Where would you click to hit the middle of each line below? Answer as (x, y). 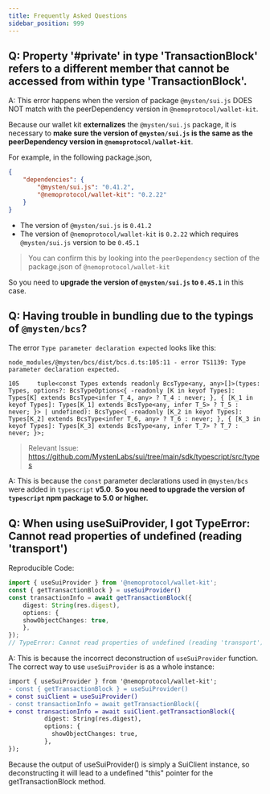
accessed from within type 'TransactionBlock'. (128, 81)
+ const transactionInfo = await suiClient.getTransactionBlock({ (122, 711)
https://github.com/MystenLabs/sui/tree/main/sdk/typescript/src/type (143, 457)
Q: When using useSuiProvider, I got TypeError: (129, 524)
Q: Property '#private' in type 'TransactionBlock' (133, 56)
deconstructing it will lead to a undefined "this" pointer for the (111, 773)
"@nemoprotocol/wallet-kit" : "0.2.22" (102, 194)
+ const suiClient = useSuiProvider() (73, 696)
